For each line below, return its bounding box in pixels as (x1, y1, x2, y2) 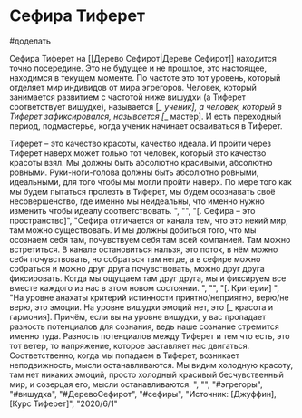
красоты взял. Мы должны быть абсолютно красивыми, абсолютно (9, 157, 273, 168)
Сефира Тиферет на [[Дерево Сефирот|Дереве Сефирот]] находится (9, 53, 277, 63)
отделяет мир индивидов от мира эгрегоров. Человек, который (9, 82, 257, 92)
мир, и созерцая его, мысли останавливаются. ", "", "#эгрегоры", (9, 378, 263, 390)
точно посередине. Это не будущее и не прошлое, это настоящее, (9, 63, 268, 73)
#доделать (9, 35, 52, 46)
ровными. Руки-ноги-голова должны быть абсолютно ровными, (9, 167, 259, 178)
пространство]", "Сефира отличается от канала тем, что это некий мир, (9, 215, 288, 226)
